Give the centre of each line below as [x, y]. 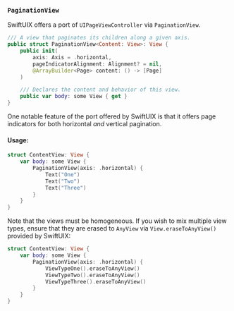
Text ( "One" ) [62, 175]
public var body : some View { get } [74, 97]
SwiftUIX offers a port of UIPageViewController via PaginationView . [104, 25]
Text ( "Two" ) [62, 181]
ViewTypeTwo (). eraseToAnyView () [92, 275]
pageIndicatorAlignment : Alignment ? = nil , [97, 64]
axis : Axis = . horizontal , [72, 57]
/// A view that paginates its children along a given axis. [99, 38]
